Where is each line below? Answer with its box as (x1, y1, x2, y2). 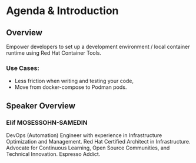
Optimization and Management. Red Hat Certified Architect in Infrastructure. (6, 138, 191, 145)
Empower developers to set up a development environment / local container (6, 43, 190, 50)
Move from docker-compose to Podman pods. (14, 84, 127, 91)
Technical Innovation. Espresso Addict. (6, 150, 101, 157)
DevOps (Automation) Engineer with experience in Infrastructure (6, 131, 162, 139)
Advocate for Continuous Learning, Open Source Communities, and (6, 144, 170, 151)
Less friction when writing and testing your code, (14, 78, 134, 85)
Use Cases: (6, 64, 39, 72)
